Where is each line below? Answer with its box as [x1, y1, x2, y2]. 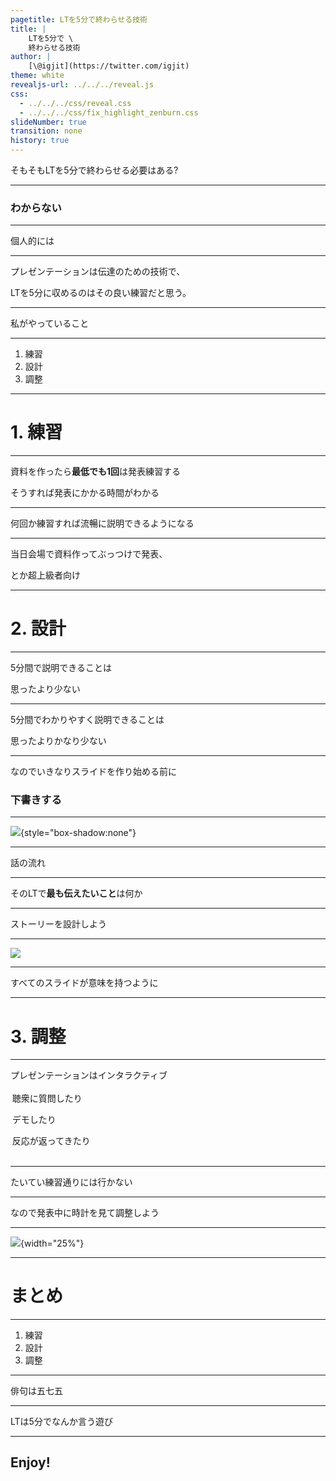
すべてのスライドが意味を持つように [10, 977, 159, 989]
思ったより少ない [10, 683, 81, 695]
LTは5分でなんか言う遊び [10, 1415, 113, 1427]
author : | [10, 52, 52, 62]
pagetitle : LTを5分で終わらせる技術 [10, 14, 148, 25]
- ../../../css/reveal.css [19, 98, 132, 108]
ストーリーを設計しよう [10, 918, 107, 930]
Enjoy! [10, 1454, 51, 1471]
